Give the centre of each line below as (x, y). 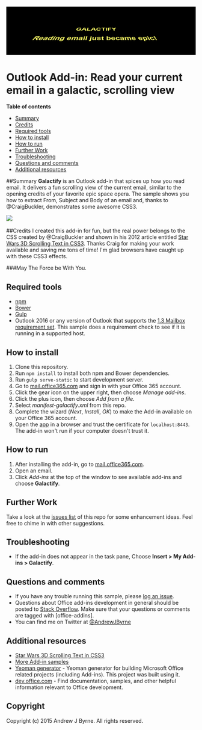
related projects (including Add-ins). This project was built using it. (97, 675)
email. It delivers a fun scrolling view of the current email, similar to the (94, 188)
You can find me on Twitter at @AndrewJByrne (73, 622)
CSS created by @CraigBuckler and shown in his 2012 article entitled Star (97, 237)
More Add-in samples (42, 662)
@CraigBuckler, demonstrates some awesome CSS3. (72, 207)
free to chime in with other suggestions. (56, 523)
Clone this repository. (41, 367)
